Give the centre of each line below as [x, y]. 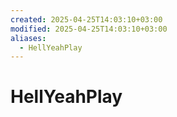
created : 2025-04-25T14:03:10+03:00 [86, 19]
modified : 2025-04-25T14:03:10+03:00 [89, 29]
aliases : [28, 38]
